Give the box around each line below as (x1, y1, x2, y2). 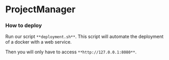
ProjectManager (5, 4, 76, 15)
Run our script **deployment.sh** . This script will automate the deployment (5, 33, 164, 39)
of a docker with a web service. (5, 39, 72, 45)
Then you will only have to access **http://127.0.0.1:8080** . (5, 49, 137, 55)
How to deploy (5, 22, 42, 29)
